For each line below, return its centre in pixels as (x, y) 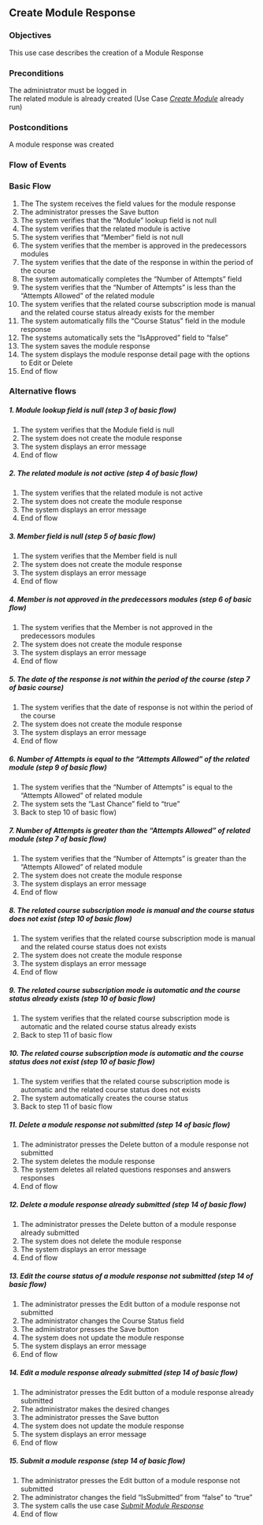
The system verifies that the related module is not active (111, 493)
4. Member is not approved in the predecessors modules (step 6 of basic (130, 599)
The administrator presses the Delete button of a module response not (134, 1145)
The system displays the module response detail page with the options (135, 354)
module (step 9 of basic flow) (58, 767)
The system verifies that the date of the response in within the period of (137, 262)
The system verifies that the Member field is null (99, 556)
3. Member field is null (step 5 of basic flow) (82, 536)
